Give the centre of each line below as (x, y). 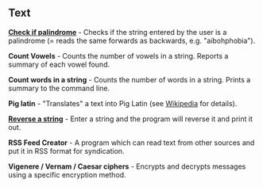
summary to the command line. (59, 88)
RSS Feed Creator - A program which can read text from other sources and (131, 143)
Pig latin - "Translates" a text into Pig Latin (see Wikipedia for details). (123, 103)
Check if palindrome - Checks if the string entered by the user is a (118, 32)
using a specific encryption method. (67, 174)
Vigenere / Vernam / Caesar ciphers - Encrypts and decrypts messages (127, 166)
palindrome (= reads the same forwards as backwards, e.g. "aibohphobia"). (132, 40)
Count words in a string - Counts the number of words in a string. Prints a (130, 79)
